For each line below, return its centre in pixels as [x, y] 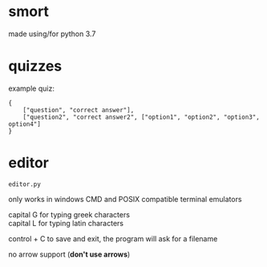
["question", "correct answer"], [79, 110]
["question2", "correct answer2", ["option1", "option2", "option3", [142, 117]
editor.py [25, 184]
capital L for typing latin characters [66, 223]
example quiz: [31, 88]
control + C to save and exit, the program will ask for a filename [113, 238]
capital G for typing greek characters [69, 214]
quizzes [35, 66]
